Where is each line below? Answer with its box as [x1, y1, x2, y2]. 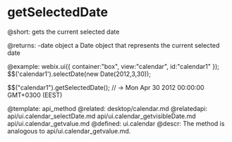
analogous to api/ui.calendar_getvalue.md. [7, 127, 131, 135]
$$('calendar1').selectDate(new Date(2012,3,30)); [7, 70, 152, 78]
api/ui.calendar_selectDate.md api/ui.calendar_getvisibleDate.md [7, 112, 196, 120]
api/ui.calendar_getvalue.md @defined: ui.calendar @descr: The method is [7, 119, 225, 127]
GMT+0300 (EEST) [7, 91, 63, 99]
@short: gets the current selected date [7, 27, 120, 36]
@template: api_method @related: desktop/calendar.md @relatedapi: [7, 104, 208, 112]
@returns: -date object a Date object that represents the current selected [7, 41, 220, 49]
